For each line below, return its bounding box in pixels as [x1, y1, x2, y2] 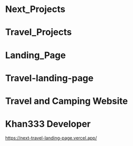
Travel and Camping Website [5, 95, 128, 106]
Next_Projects [5, 4, 66, 15]
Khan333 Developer [5, 118, 91, 130]
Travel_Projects [5, 27, 72, 38]
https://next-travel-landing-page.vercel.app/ [5, 134, 97, 141]
